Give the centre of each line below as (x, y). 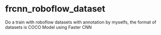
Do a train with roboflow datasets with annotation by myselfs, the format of (81, 22)
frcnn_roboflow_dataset (55, 9)
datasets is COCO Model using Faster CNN (49, 27)
